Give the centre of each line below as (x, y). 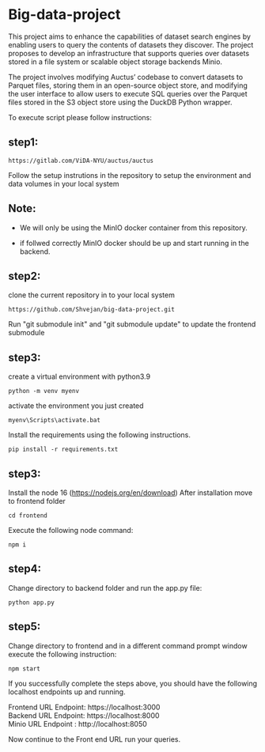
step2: (25, 276)
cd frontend (28, 516)
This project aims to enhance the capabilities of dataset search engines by (130, 36)
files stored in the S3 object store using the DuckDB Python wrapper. (120, 102)
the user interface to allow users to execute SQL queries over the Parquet (128, 93)
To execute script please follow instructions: (80, 117)
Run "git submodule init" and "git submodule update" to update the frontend (132, 324)
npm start (25, 669)
